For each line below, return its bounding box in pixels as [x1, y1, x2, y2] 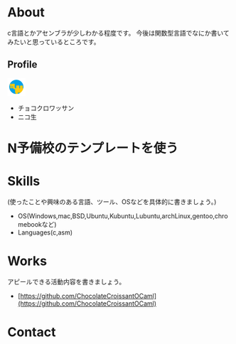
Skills [7, 173, 41, 189]
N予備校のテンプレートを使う [7, 140, 179, 156]
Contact [7, 324, 56, 340]
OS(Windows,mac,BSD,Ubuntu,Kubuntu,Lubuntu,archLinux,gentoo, [17, 211, 215, 220]
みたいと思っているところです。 [7, 37, 100, 46]
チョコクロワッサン [17, 104, 75, 112]
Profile [7, 58, 38, 71]
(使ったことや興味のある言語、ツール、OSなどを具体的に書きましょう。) [7, 197, 217, 206]
